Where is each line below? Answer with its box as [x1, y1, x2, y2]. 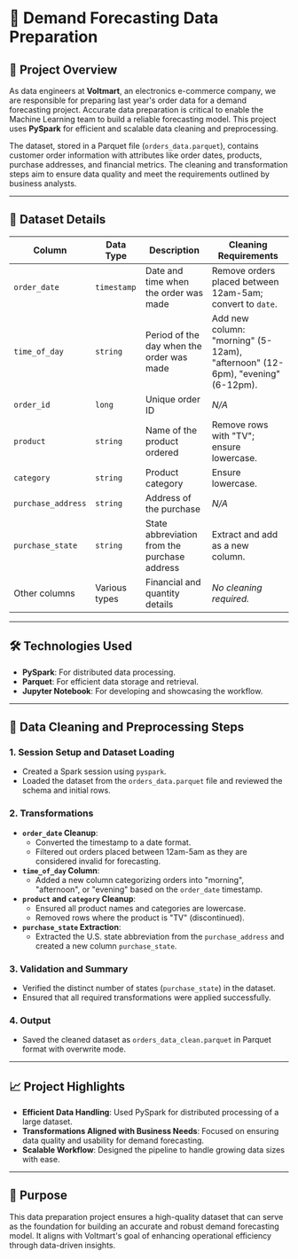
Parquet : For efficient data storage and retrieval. [21, 676, 200, 686]
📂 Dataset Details [9, 212, 106, 227]
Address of [145, 491, 192, 504]
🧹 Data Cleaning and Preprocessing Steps [9, 720, 245, 735]
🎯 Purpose [9, 1188, 68, 1203]
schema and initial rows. [21, 785, 111, 796]
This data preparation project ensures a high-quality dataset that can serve [9, 1211, 284, 1222]
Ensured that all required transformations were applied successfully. [21, 992, 272, 1003]
